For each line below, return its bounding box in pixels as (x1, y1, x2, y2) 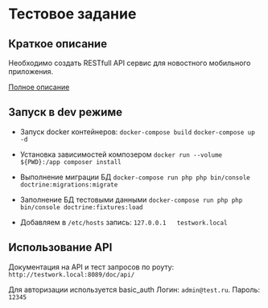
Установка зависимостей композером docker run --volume (19, 150, 223, 159)
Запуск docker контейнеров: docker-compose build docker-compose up (19, 126, 255, 137)
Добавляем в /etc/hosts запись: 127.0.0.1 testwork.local (19, 217, 228, 227)
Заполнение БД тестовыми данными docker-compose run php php (19, 195, 243, 204)
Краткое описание (8, 37, 107, 51)
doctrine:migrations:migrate (19, 180, 118, 189)
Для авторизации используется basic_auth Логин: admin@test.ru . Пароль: (8, 285, 260, 294)
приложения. (8, 67, 54, 76)
